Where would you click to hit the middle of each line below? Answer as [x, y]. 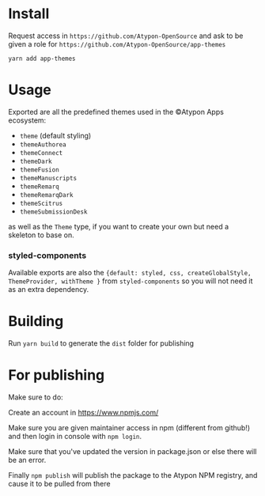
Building [36, 322]
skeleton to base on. [42, 235]
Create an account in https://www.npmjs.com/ [83, 413]
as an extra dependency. [49, 290]
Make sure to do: [36, 397]
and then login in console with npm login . [75, 437]
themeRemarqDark [46, 195]
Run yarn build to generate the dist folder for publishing [101, 343]
